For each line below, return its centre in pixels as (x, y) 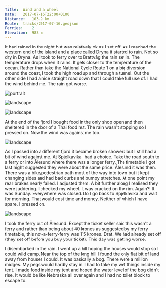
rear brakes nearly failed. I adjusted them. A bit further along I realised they (82, 183)
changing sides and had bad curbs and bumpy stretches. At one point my (80, 178)
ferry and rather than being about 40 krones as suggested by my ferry (77, 229)
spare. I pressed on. (25, 204)
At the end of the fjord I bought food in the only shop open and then (74, 122)
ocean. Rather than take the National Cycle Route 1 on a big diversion (75, 68)
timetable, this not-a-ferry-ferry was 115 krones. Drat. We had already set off (83, 234)
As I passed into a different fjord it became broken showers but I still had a (81, 152)
